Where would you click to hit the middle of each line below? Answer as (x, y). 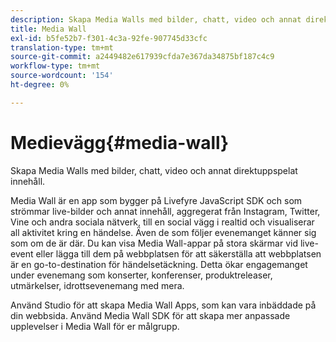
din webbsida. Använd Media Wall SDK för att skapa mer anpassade (150, 315)
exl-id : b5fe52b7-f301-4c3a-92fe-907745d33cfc (109, 38)
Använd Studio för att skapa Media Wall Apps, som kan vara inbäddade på (163, 305)
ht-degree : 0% (40, 85)
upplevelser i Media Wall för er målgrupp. (95, 326)
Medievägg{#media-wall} (120, 142)
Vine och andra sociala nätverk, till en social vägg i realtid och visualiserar (162, 222)
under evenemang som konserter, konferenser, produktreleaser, (141, 275)
